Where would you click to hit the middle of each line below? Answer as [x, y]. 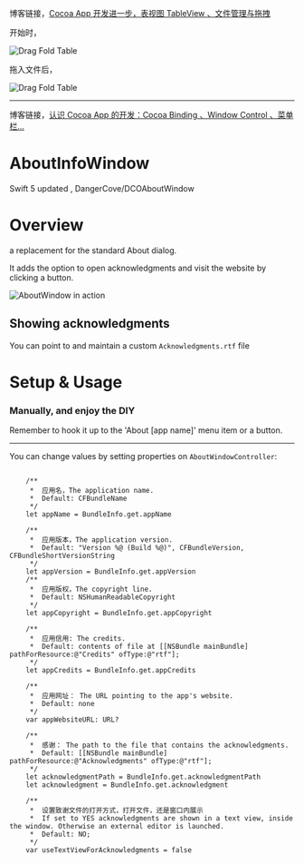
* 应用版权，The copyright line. [91, 589]
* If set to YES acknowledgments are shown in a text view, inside [161, 819]
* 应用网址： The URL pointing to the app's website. [131, 696]
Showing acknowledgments [90, 324]
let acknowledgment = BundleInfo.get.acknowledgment [127, 785]
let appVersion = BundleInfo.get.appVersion [111, 572]
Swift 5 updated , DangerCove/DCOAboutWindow [102, 188]
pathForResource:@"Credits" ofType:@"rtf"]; [95, 655]
